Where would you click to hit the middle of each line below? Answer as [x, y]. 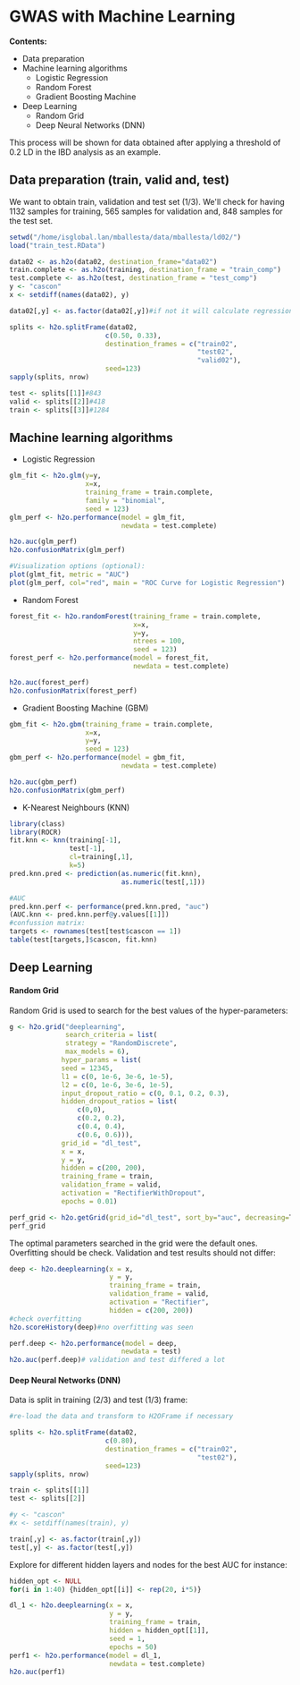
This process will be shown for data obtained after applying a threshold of [145, 142]
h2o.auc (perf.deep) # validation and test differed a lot [117, 1360]
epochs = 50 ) [133, 1647]
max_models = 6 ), [97, 1052]
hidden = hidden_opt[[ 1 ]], [159, 1630]
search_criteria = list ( [112, 1035]
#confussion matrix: [48, 923]
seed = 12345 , [87, 1068]
